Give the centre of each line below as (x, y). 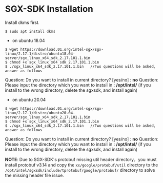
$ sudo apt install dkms (30, 31)
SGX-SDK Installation (49, 9)
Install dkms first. (22, 22)
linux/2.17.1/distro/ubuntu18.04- (40, 54)
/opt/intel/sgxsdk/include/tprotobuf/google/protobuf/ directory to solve (80, 170)
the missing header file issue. (35, 175)
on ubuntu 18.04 (29, 41)
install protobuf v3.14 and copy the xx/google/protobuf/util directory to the (81, 165)
